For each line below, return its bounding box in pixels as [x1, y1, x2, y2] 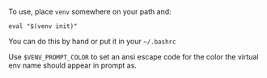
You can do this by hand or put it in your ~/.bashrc [8, 36, 176, 46]
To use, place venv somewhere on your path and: [8, 7, 172, 16]
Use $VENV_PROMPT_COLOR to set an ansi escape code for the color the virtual [8, 52, 259, 61]
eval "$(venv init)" [8, 23, 78, 31]
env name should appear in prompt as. [8, 60, 138, 70]
